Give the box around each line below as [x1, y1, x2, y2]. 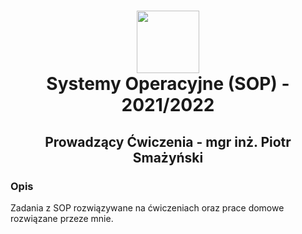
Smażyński [132, 149, 204, 166]
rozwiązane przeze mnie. [10, 212, 114, 224]
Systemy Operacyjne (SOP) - [46, 73, 290, 95]
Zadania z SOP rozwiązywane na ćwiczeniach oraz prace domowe [10, 201, 285, 214]
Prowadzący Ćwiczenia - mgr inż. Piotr [44, 133, 292, 150]
